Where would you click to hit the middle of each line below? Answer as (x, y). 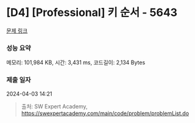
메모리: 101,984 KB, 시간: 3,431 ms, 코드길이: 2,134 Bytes (76, 62)
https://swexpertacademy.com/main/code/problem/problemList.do (105, 113)
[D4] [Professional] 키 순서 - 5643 (92, 13)
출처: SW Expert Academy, (54, 106)
